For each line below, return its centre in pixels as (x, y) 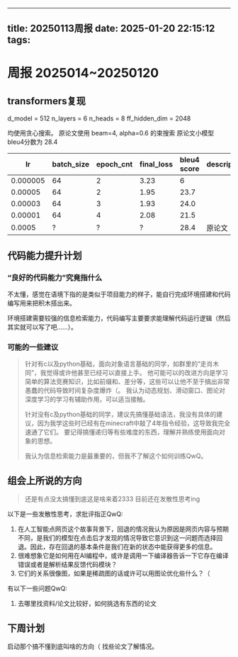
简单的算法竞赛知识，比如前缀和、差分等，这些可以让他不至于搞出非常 (127, 382)
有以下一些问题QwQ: (37, 588)
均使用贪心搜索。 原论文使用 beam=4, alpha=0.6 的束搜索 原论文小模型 (111, 133)
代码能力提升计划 (45, 255)
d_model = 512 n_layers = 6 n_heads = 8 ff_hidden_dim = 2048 (99, 118)
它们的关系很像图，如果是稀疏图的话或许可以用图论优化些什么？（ (114, 573)
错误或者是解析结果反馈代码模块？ (67, 565)
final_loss (156, 164)
